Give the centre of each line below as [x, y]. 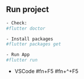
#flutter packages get [34, 44]
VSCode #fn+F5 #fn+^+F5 [46, 71]
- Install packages [30, 39]
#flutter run [22, 60]
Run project [28, 10]
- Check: [17, 23]
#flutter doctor [26, 28]
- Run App [18, 55]
